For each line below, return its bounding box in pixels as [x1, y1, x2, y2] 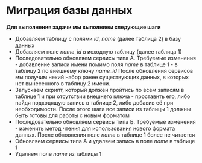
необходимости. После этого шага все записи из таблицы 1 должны [14, 105, 191, 112]
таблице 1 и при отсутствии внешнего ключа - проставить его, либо [14, 93, 191, 100]
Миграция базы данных [6, 4, 133, 17]
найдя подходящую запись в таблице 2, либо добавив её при [14, 99, 174, 106]
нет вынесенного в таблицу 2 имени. [14, 79, 110, 87]
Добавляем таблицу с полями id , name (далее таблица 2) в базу [14, 35, 181, 42]
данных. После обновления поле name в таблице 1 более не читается [14, 131, 195, 138]
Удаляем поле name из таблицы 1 [14, 150, 102, 157]
